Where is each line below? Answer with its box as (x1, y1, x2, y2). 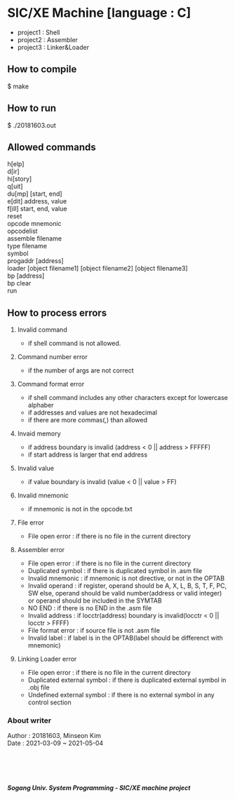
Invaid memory (17, 429, 61, 438)
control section (27, 698, 72, 706)
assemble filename (7, 234, 62, 243)
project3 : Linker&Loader (17, 43, 90, 51)
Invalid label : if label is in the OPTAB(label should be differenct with (27, 633, 223, 643)
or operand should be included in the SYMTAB (27, 596, 163, 605)
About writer (7, 716, 51, 725)
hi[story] (7, 175, 32, 183)
